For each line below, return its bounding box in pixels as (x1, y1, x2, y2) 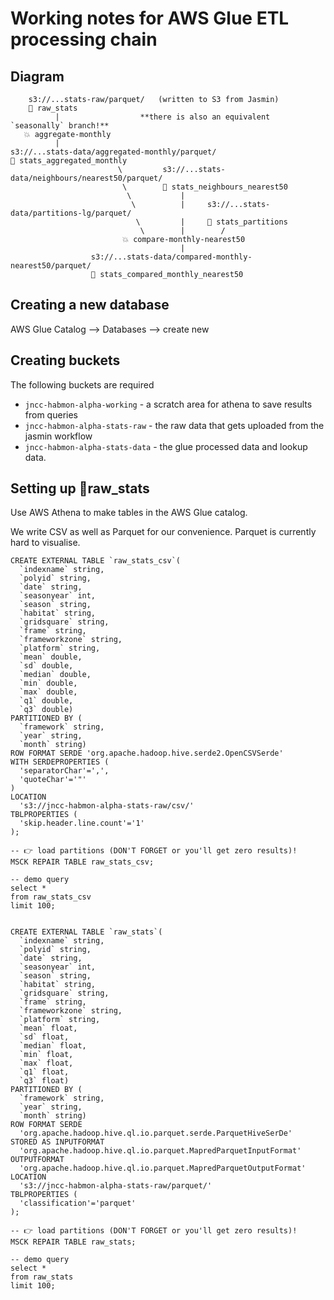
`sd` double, (19, 661, 74, 671)
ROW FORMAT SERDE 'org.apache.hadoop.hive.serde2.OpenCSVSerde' (10, 748, 284, 759)
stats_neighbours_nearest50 (171, 182, 288, 192)
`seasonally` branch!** (10, 121, 110, 131)
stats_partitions (216, 217, 288, 227)
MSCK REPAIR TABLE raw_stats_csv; (10, 857, 155, 867)
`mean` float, (19, 1023, 78, 1034)
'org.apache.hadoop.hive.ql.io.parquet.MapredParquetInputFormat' (19, 1146, 302, 1156)
